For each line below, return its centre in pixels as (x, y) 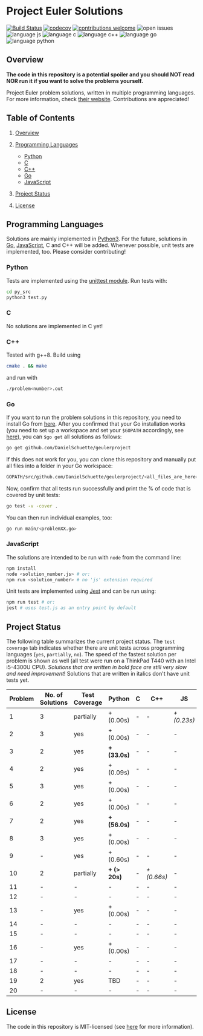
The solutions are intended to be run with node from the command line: (94, 557)
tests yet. (18, 680)
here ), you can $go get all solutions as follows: (64, 437)
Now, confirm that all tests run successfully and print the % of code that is (99, 488)
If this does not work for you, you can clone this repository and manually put (101, 459)
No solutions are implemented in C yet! (55, 326)
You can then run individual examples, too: (59, 517)
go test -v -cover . (32, 506)
